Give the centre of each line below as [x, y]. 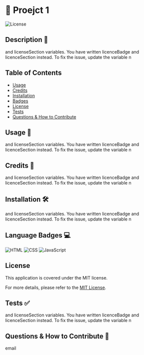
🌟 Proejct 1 [27, 10]
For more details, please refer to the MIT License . [56, 287]
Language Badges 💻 [38, 235]
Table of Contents [34, 73]
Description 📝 [27, 40]
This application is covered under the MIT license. [57, 277]
